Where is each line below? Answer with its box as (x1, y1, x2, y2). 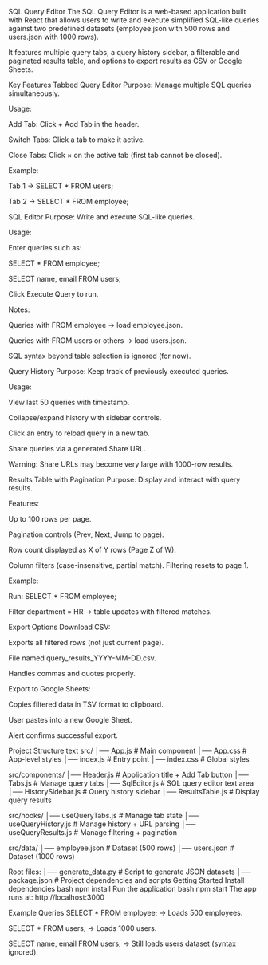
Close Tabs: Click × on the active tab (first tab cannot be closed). (8, 151, 223, 160)
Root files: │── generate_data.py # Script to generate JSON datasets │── (8, 867, 251, 876)
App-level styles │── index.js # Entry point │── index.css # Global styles (8, 754, 250, 764)
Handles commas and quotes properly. (8, 669, 136, 678)
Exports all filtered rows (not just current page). (8, 638, 164, 647)
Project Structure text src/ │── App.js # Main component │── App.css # (8, 746, 247, 755)
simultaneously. (8, 89, 60, 98)
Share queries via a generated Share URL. (8, 444, 146, 453)
